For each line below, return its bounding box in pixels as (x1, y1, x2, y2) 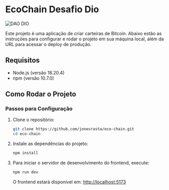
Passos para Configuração (5, 105, 73, 112)
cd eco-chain (12, 131, 41, 136)
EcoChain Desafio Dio (5, 4, 100, 15)
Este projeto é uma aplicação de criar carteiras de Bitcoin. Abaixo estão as (5, 30, 162, 36)
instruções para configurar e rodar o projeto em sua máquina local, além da (5, 36, 164, 42)
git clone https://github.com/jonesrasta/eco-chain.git (12, 127, 134, 132)
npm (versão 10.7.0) (12, 75, 55, 81)
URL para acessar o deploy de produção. (5, 41, 92, 47)
